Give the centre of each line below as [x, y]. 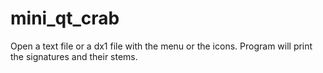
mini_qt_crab [65, 18]
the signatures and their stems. [74, 56]
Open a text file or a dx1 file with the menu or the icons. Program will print [161, 46]
